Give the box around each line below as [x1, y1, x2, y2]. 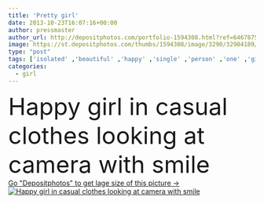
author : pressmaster [8, 26, 76, 34]
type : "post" [8, 48, 51, 56]
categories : [8, 63, 47, 71]
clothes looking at [8, 120, 205, 150]
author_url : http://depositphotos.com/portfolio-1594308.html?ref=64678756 [8, 33, 262, 42]
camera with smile [8, 149, 211, 179]
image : [8, 41, 30, 49]
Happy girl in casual [8, 91, 228, 122]
